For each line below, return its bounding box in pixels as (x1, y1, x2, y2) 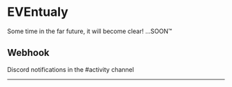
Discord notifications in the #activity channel (7, 65, 135, 73)
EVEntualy (7, 4, 69, 20)
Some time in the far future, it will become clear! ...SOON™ (7, 27, 173, 35)
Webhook (7, 47, 50, 59)
